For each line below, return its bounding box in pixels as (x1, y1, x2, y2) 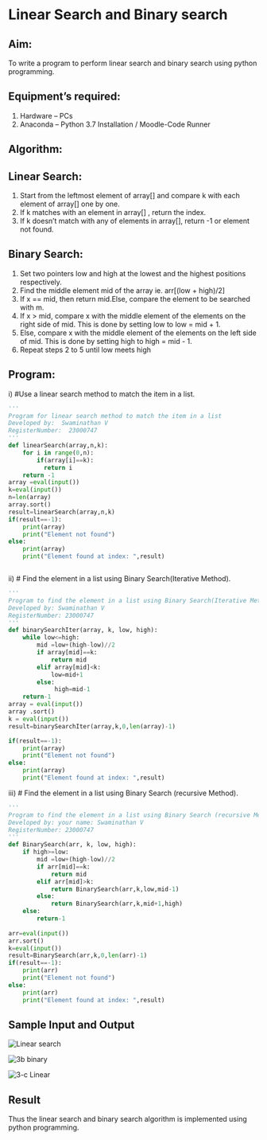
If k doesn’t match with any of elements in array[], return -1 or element (19, 217, 250, 226)
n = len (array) (8, 494, 52, 502)
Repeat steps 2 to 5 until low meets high (19, 345, 152, 354)
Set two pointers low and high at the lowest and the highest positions (19, 268, 246, 278)
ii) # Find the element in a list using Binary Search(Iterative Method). (8, 574, 231, 584)
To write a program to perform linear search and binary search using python (8, 58, 257, 68)
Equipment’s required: (8, 90, 121, 103)
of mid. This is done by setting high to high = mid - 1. (19, 336, 192, 346)
